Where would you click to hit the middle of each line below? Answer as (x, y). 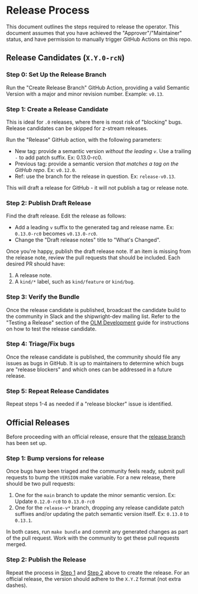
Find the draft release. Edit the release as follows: (66, 216)
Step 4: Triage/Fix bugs (40, 344)
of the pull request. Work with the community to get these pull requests (93, 538)
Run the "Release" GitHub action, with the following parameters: (84, 139)
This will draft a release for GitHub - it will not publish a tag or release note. (98, 187)
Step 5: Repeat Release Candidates (58, 391)
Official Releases (38, 422)
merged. (16, 544)
